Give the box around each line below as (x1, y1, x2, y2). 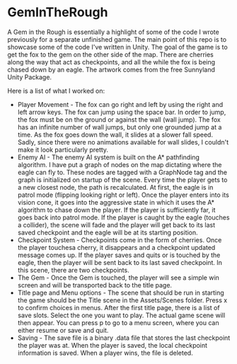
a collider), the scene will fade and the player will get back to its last (17, 220, 216, 229)
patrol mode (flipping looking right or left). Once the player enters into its (17, 190, 230, 199)
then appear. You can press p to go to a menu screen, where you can (17, 318, 219, 326)
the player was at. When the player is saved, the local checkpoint (17, 341, 207, 349)
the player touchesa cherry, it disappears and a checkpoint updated (17, 243, 216, 251)
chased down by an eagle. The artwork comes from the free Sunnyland (7, 65, 216, 74)
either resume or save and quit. (17, 326, 109, 334)
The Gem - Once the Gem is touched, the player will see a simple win (17, 273, 219, 282)
